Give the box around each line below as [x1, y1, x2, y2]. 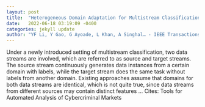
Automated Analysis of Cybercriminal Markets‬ [6, 94, 122, 101]
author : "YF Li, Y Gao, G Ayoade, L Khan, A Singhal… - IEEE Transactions [6, 32, 201, 38]
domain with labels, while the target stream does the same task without [6, 68, 185, 75]
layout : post [6, 9, 40, 15]
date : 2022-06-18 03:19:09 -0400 [6, 20, 97, 26]
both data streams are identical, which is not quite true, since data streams [6, 81, 194, 89]
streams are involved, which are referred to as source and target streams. [6, 55, 192, 62]
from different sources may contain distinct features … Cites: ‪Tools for [6, 87, 183, 95]
